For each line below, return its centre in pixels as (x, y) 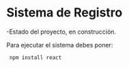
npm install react (35, 57)
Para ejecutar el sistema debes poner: (60, 45)
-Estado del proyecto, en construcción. (61, 32)
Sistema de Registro (64, 13)
